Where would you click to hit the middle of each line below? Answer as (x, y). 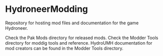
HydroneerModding (47, 9)
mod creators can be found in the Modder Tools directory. (64, 48)
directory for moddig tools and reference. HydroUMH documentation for (79, 43)
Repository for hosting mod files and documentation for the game (72, 23)
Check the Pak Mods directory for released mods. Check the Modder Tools (82, 38)
